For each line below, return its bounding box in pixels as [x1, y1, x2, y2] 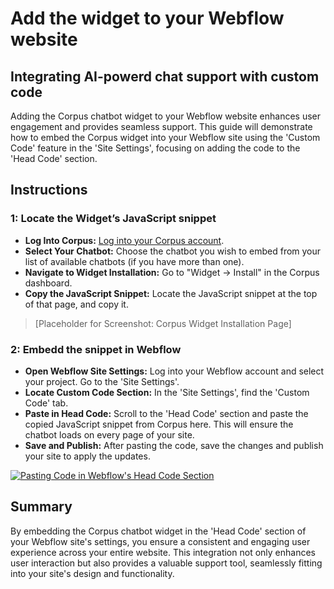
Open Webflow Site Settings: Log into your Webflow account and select [24, 365, 325, 377]
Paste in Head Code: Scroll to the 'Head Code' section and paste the [24, 407, 309, 419]
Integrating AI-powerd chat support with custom [10, 68, 320, 85]
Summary [10, 498, 73, 516]
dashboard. [24, 277, 73, 289]
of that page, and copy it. [24, 298, 129, 310]
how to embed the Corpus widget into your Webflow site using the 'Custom [10, 132, 321, 143]
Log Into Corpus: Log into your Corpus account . [24, 234, 225, 246]
